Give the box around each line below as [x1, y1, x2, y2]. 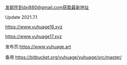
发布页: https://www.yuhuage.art [5, 44, 71, 50]
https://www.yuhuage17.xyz [5, 34, 62, 39]
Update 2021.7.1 [5, 14, 37, 20]
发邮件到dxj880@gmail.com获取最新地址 [5, 4, 89, 10]
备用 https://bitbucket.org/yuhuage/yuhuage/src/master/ [5, 54, 122, 60]
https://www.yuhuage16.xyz [5, 24, 62, 30]
